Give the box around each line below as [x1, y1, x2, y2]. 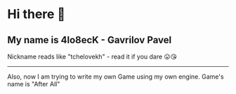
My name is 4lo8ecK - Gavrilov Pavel [7, 34, 172, 46]
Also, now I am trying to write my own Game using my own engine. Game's [7, 72, 224, 81]
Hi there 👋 [7, 6, 65, 22]
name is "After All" [7, 80, 60, 88]
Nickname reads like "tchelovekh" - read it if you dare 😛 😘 [7, 52, 178, 61]
